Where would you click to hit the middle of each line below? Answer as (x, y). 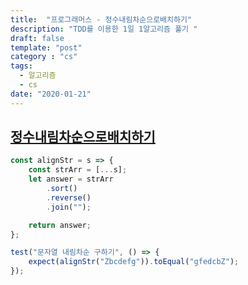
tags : (21, 66)
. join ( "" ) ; (69, 207)
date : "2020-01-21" (51, 94)
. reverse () (69, 197)
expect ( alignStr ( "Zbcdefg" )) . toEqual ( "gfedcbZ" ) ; (134, 262)
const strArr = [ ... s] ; (78, 170)
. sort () (62, 189)
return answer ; (60, 225)
